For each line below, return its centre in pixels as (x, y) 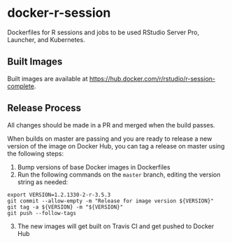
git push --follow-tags (42, 213)
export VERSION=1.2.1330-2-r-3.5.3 (59, 195)
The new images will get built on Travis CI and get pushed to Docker (116, 226)
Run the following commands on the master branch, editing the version (119, 174)
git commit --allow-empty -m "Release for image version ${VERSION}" (111, 201)
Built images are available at (48, 78)
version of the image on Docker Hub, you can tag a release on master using (116, 146)
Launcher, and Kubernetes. (46, 39)
